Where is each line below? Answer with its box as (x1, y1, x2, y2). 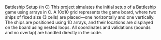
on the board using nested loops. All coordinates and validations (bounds (5, 25, 151, 30)
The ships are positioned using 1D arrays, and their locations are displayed (5, 19, 153, 25)
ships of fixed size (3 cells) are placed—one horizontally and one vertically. (5, 14, 155, 20)
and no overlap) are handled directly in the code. (5, 30, 102, 35)
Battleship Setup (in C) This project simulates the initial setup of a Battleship (5, 4, 156, 10)
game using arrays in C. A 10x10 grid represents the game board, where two (5, 9, 157, 15)
